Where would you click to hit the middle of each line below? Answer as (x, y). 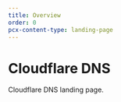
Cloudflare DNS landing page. (56, 90)
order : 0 (22, 23)
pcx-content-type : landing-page (60, 30)
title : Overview (34, 15)
